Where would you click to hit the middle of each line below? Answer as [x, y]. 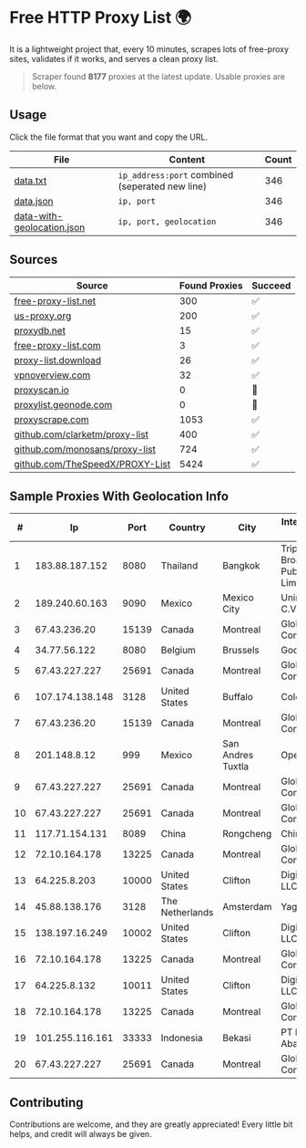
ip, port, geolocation [167, 221]
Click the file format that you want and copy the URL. [108, 137]
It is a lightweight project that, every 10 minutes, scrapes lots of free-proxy [149, 49]
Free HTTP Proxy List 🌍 [101, 18]
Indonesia [182, 1038]
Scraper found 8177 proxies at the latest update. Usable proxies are [158, 76]
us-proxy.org [43, 316]
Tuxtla [235, 767]
